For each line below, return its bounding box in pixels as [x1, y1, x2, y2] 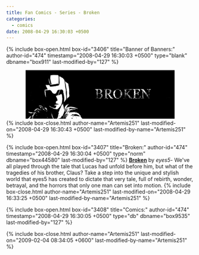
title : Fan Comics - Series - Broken [6, 10, 100, 16]
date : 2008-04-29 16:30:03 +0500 [6, 29, 89, 35]
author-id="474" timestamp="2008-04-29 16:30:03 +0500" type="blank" [6, 52, 188, 59]
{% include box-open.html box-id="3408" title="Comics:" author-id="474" [6, 206, 189, 213]
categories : [6, 16, 36, 22]
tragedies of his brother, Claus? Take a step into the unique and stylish [6, 169, 179, 176]
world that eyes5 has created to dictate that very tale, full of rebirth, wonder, [6, 176, 194, 183]
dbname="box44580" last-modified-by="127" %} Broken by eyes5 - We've [6, 156, 190, 164]
